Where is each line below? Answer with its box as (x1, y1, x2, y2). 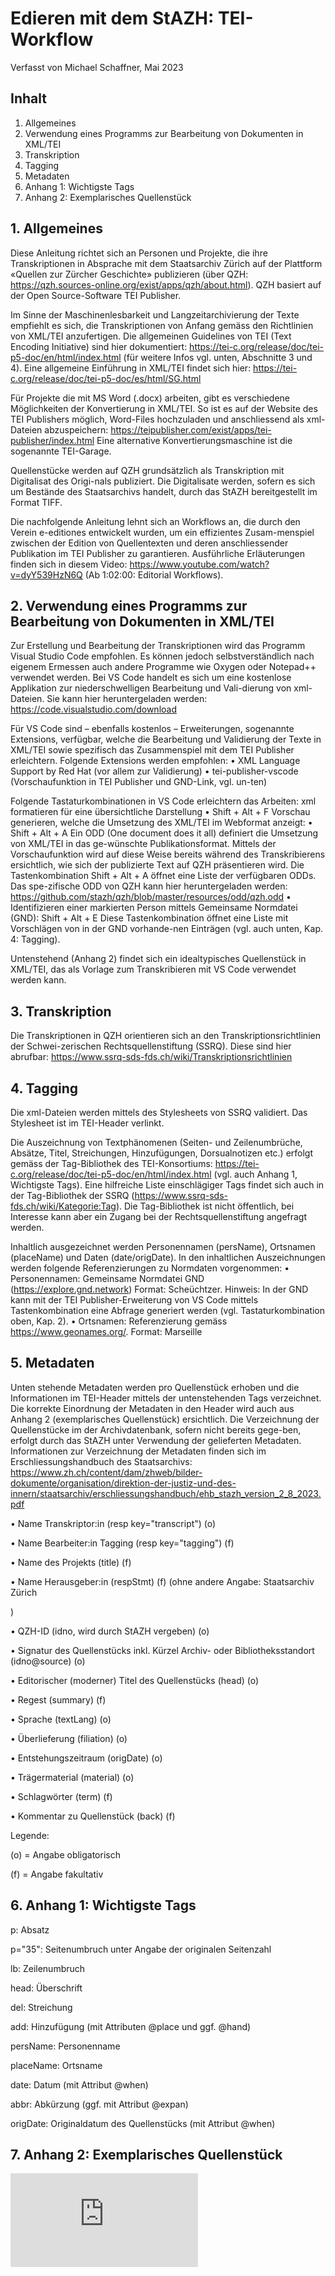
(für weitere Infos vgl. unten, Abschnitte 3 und (123, 351, 313, 363)
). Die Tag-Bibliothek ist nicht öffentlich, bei (115, 1200, 295, 1212)
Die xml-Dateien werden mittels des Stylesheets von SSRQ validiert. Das (10, 1107, 308, 1118)
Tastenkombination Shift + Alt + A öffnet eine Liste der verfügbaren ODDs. (10, 870, 317, 882)
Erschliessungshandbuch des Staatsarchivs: (10, 1455, 193, 1467)
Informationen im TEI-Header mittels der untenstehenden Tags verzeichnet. (10, 1392, 322, 1404)
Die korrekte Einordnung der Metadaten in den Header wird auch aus (10, 1402, 295, 1414)
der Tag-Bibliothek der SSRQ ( (10, 1190, 135, 1201)
